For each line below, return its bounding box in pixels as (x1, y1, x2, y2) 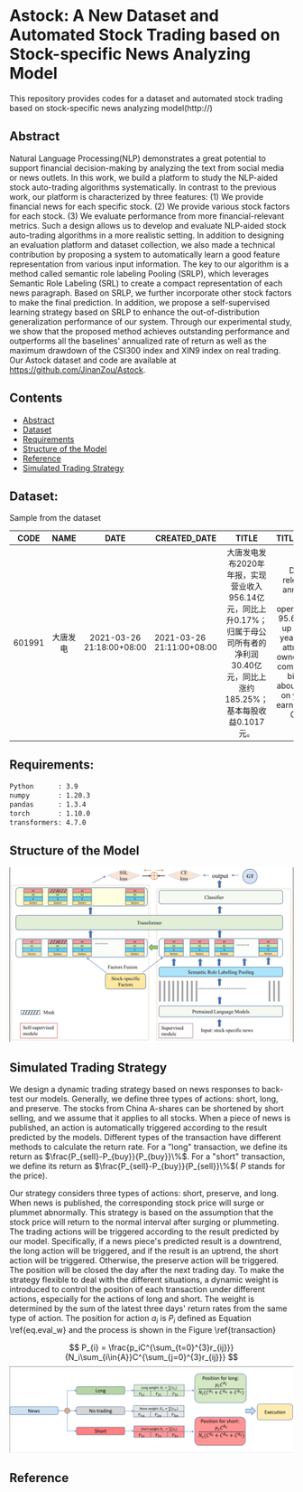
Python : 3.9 (9, 782, 78, 791)
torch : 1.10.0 (9, 809, 91, 818)
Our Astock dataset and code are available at (9, 354, 177, 365)
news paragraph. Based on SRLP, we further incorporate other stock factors (9, 287, 292, 298)
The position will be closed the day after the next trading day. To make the (9, 1265, 285, 1276)
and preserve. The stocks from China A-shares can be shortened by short (9, 1103, 284, 1114)
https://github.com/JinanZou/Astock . (9, 364, 146, 375)
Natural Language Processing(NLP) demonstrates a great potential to (9, 153, 266, 164)
